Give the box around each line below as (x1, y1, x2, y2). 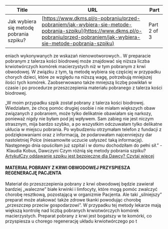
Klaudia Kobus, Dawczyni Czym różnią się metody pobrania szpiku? (6, 148, 146, 153)
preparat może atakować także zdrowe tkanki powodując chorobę (5, 197, 141, 203)
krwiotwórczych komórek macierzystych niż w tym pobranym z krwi (5, 64, 146, 69)
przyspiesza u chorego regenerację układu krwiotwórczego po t (5, 218, 137, 224)
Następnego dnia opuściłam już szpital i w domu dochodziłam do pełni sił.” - (5, 142, 162, 148)
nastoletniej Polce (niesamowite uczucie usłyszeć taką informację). (5, 137, 143, 143)
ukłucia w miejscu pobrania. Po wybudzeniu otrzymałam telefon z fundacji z (5, 126, 162, 132)
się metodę (7, 25, 34, 31)
